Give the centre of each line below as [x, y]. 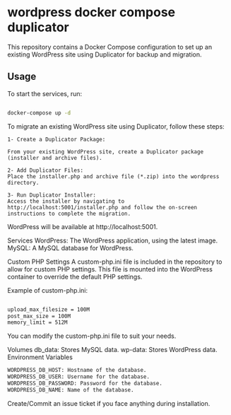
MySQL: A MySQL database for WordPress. [71, 247]
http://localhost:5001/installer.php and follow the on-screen [102, 207]
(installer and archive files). [55, 158]
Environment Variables [40, 357]
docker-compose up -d [39, 113]
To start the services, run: [45, 93]
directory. [23, 182]
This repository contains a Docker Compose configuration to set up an [110, 47]
